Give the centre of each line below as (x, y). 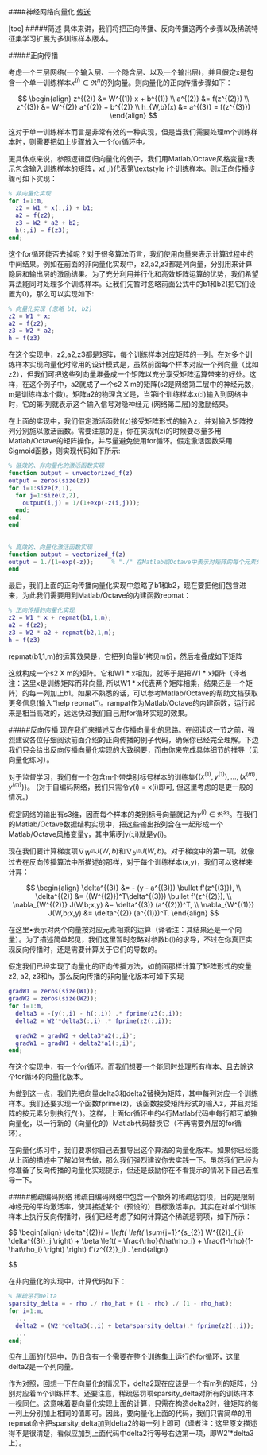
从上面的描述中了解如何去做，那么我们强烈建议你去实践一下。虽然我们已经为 (133, 1160)
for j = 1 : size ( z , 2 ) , (48, 495)
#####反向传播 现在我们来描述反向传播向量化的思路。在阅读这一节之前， (128, 729)
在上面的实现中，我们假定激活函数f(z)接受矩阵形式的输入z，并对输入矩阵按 (131, 421)
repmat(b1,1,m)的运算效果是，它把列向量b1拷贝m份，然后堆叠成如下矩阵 (126, 656)
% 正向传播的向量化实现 (42, 610)
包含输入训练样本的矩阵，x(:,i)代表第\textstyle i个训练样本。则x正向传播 (132, 168)
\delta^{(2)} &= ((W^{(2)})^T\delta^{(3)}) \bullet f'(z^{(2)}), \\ (133, 896)
